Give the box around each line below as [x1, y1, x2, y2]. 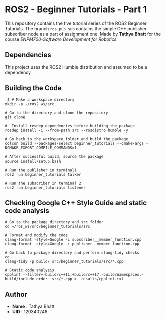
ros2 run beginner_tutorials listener [5, 185, 86, 190]
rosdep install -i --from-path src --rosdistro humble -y [5, 128, 128, 133]
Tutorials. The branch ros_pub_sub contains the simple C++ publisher [5, 25, 147, 31]
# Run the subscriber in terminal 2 [5, 181, 81, 186]
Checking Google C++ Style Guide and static [5, 198, 147, 207]
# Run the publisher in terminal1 [5, 167, 77, 173]
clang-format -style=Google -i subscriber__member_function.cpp [5, 237, 142, 242]
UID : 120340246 [12, 309, 48, 315]
